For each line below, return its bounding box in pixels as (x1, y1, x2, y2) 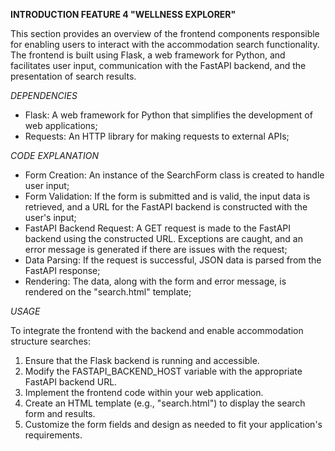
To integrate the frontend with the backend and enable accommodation (10, 325, 304, 336)
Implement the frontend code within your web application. (24, 387, 264, 398)
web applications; (24, 120, 98, 131)
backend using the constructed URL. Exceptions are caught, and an (24, 233, 304, 244)
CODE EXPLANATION (10, 150, 99, 161)
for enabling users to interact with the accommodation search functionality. (10, 39, 320, 50)
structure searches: (10, 335, 91, 347)
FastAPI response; (24, 265, 101, 276)
